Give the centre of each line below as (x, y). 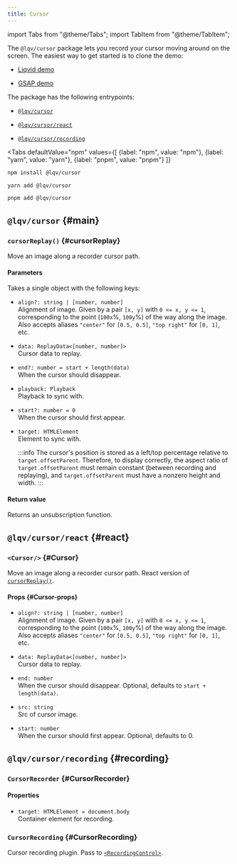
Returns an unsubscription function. (60, 515)
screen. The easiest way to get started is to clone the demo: (95, 55)
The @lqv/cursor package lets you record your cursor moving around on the (119, 48)
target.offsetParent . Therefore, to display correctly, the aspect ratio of (123, 460)
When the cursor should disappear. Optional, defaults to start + (112, 686)
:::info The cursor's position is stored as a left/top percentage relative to (123, 453)
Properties (23, 795)
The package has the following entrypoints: (71, 97)
